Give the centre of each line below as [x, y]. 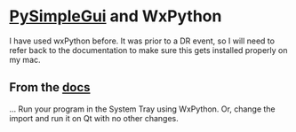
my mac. [25, 59]
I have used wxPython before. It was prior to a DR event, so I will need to [142, 41]
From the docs [50, 87]
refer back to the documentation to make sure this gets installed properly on [148, 50]
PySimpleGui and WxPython [116, 16]
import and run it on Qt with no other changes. [94, 118]
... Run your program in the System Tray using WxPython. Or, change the [142, 109]
